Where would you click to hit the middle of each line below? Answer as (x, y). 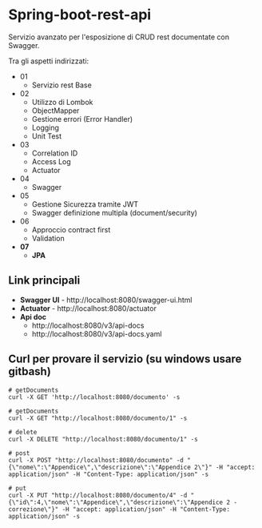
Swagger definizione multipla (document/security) (115, 212)
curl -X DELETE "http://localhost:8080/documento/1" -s (103, 439)
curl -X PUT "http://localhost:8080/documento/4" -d (98, 495)
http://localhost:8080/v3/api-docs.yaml (97, 333)
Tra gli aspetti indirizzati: (49, 61)
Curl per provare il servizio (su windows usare (125, 359)
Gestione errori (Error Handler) (82, 119)
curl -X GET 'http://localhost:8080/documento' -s (94, 397)
